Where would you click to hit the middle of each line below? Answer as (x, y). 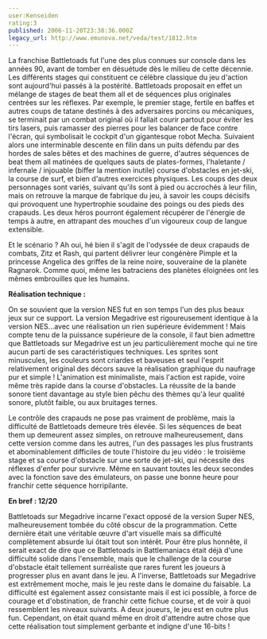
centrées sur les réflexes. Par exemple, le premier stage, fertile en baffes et (132, 103)
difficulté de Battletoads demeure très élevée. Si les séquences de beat (125, 427)
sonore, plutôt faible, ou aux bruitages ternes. (83, 403)
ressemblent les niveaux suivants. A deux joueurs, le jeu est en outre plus (128, 610)
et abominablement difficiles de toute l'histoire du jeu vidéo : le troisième (127, 452)
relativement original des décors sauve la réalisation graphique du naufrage (132, 369)
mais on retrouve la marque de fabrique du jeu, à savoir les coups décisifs (129, 196)
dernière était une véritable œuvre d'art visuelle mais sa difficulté (115, 533)
